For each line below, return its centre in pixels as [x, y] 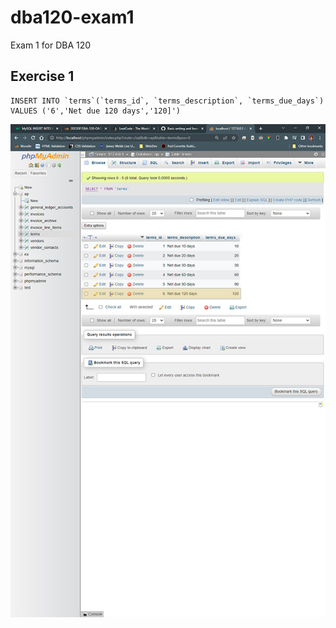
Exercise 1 [42, 76]
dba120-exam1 [72, 17]
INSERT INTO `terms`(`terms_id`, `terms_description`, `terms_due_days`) [167, 101]
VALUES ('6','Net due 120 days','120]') [96, 111]
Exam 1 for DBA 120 [51, 45]
